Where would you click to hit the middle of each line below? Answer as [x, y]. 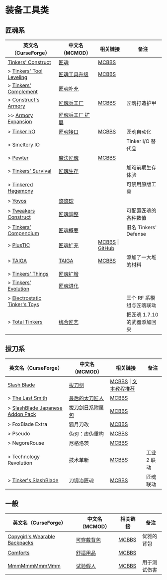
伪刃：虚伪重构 [86, 434]
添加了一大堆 [141, 257]
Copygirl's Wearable [32, 536]
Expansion [20, 122]
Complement [23, 92]
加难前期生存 [141, 167]
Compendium [24, 233]
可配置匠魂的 [141, 210]
